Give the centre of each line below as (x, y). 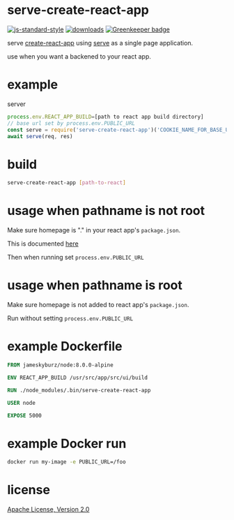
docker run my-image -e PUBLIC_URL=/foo (67, 462)
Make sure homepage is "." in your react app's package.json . (94, 230)
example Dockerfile (65, 347)
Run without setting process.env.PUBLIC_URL (70, 318)
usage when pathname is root (95, 285)
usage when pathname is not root (106, 211)
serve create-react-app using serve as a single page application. (100, 43)
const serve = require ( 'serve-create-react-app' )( (82, 130)
